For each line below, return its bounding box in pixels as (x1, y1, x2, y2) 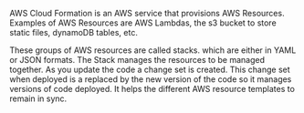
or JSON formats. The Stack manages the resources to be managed (9, 55, 265, 65)
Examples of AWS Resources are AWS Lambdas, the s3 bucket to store (9, 17, 277, 28)
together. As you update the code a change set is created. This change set (9, 64, 290, 75)
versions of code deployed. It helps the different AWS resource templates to (9, 84, 295, 94)
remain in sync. (9, 93, 68, 104)
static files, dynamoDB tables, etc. (9, 27, 139, 37)
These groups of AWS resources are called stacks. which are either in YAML (9, 45, 297, 56)
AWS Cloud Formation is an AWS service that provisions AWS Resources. (9, 8, 285, 18)
